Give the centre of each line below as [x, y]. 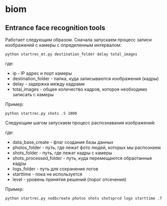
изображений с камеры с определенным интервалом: [63, 45]
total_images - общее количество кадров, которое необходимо [80, 89]
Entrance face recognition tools [55, 28]
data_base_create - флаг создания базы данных [63, 142]
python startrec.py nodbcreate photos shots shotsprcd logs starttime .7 [84, 198]
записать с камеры [33, 94]
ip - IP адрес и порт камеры [42, 73]
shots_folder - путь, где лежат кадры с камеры [62, 153]
